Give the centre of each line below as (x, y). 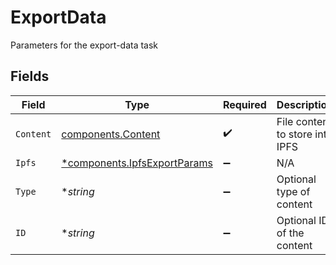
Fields (30, 76)
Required (244, 104)
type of (293, 191)
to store (294, 134)
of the (290, 233)
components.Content (111, 134)
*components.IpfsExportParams (137, 163)
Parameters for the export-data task (84, 45)
